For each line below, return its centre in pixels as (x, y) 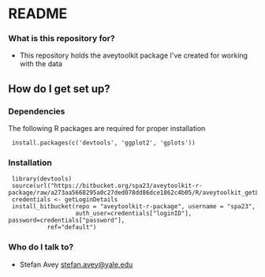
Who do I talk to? (41, 247)
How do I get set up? (59, 89)
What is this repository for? (62, 39)
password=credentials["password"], (67, 221)
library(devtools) (42, 179)
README (38, 14)
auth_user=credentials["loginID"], (134, 214)
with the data (41, 64)
